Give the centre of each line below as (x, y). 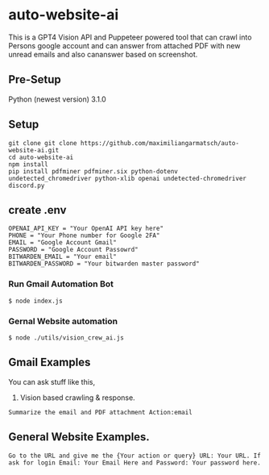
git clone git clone (43, 143)
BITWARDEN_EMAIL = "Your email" (62, 257)
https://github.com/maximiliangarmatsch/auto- (160, 143)
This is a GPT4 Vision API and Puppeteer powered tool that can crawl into (130, 37)
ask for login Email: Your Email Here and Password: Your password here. (135, 462)
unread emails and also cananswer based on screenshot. (103, 54)
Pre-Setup (35, 79)
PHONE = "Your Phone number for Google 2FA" (84, 235)
